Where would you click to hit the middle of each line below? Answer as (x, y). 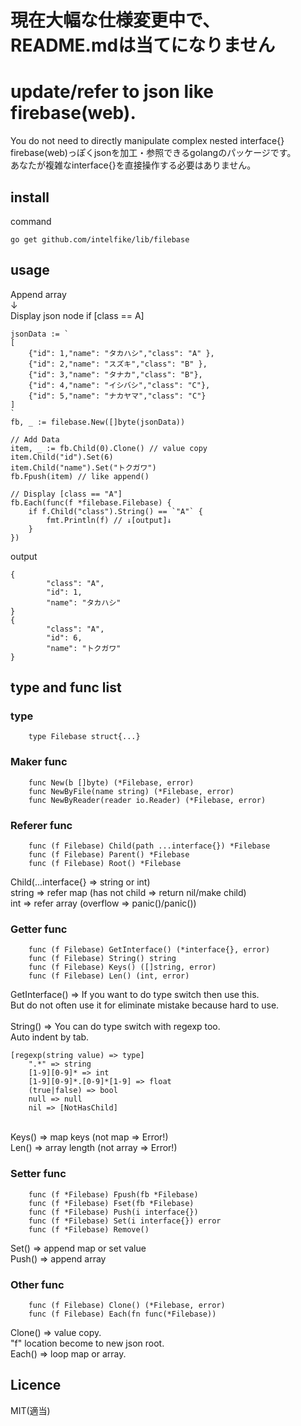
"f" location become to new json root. (87, 1343)
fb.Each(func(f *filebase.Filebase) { (91, 502)
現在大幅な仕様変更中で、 (115, 20)
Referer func (41, 825)
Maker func (39, 762)
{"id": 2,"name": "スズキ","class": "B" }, (118, 364)
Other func (37, 1284)
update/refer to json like (112, 92)
